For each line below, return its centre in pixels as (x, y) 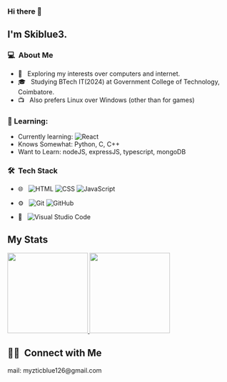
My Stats (28, 240)
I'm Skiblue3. (37, 35)
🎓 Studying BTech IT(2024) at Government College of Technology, (118, 81)
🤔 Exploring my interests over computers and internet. (99, 74)
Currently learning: (45, 136)
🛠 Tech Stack (33, 171)
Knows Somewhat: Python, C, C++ (69, 144)
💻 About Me (30, 55)
